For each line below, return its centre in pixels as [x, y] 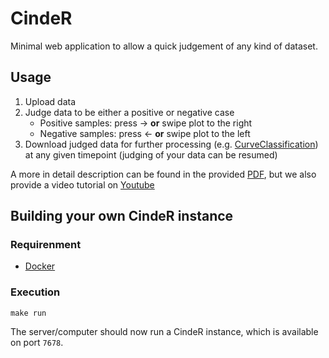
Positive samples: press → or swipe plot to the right [146, 123]
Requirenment [46, 245]
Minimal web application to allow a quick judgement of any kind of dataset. [164, 46]
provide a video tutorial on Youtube [82, 184]
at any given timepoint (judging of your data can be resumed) [151, 154]
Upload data [50, 101]
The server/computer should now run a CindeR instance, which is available [164, 331]
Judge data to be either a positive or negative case [129, 112]
